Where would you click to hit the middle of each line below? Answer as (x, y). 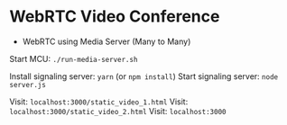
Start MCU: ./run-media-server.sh (74, 58)
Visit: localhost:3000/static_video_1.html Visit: (99, 102)
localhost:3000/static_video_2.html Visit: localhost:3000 (118, 111)
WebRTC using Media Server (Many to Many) (106, 41)
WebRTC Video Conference (115, 17)
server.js (28, 85)
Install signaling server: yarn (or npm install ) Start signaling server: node (143, 76)
